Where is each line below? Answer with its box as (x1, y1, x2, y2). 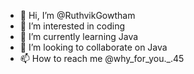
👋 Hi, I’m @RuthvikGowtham (19, 10, 136, 21)
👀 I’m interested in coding (19, 20, 126, 32)
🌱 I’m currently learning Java (19, 31, 139, 42)
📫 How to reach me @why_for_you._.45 (19, 53, 185, 64)
